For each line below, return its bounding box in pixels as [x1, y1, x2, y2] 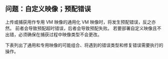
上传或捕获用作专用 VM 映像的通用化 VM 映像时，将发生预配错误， [5, 19, 143, 25]
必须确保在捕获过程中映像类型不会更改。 [18, 31, 102, 37]
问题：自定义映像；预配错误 [5, 4, 91, 13]
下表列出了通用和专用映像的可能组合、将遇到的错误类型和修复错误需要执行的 [5, 42, 163, 48]
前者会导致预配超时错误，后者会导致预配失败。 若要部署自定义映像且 [15, 25, 157, 31]
